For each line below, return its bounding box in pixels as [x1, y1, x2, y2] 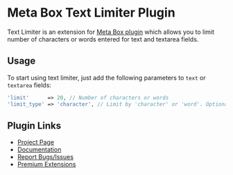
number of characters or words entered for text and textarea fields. [7, 35, 199, 43]
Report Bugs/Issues [17, 153, 74, 161]
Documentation [17, 145, 62, 154]
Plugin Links [7, 120, 61, 131]
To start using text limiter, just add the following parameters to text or [7, 73, 206, 82]
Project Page [17, 138, 54, 147]
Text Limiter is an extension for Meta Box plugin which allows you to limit [7, 28, 215, 36]
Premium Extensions [17, 160, 76, 169]
